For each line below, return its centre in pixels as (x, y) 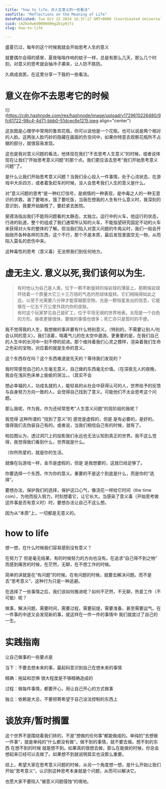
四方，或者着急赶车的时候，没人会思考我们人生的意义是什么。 (85, 183)
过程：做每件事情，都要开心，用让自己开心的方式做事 (59, 689)
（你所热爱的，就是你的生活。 (35, 452)
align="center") (115, 121)
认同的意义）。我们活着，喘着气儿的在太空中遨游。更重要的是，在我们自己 (84, 335)
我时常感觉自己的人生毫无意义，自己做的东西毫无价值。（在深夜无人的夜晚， (82, 369)
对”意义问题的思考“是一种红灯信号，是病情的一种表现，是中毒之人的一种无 (81, 193)
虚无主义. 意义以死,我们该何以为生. (75, 273)
